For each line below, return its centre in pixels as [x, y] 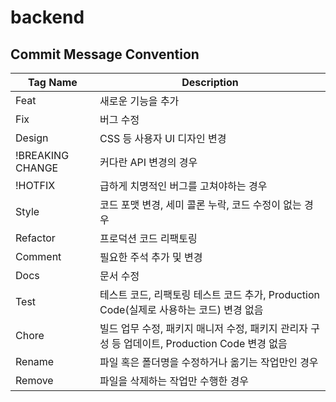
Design [32, 138]
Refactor [35, 238]
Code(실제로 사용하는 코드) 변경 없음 [181, 309]
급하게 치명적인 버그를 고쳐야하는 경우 [183, 186]
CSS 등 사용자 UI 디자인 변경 [163, 138]
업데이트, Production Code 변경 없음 [205, 343]
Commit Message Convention [105, 54]
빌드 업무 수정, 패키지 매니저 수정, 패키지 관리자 [204, 328]
